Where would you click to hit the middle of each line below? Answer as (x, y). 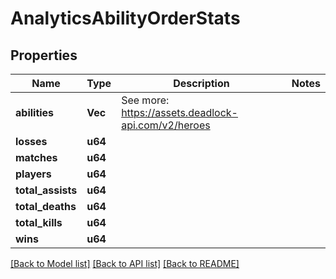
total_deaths (46, 206)
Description (201, 83)
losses (31, 141)
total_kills (39, 222)
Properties (44, 55)
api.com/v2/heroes (166, 125)
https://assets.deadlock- (179, 112)
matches (36, 157)
